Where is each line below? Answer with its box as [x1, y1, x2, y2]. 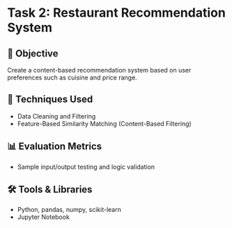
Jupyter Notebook [17, 213, 70, 221]
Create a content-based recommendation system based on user [7, 66, 192, 74]
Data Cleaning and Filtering [17, 112, 96, 120]
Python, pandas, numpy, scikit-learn [17, 206, 122, 214]
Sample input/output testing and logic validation [17, 162, 155, 171]
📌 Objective [7, 47, 59, 59]
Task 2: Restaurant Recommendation [7, 5, 226, 21]
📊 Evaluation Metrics [7, 141, 102, 153]
